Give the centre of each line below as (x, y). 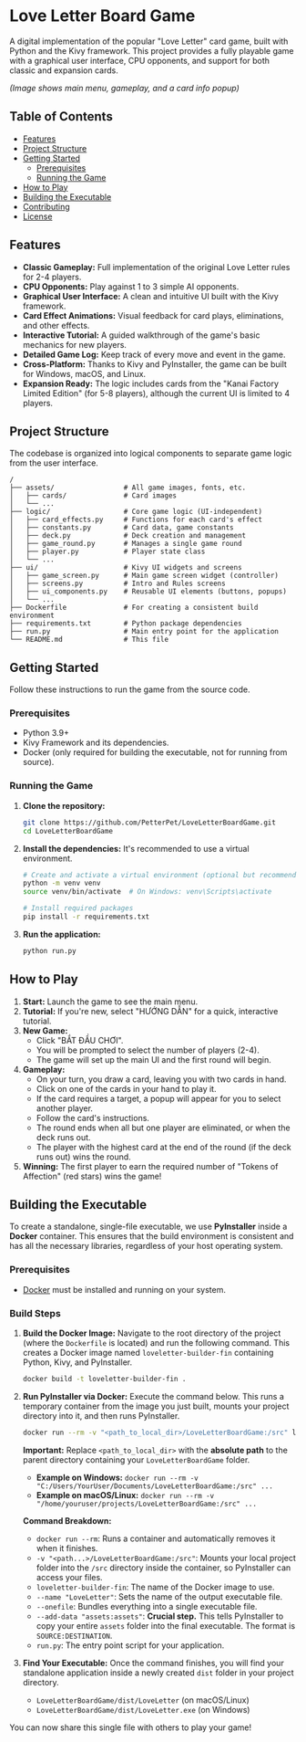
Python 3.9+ (46, 733)
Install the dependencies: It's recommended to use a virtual (136, 848)
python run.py (49, 950)
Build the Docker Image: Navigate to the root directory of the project (152, 1333)
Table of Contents (61, 116)
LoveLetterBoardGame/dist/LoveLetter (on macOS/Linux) (143, 1700)
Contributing (46, 206)
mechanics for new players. (75, 344)
